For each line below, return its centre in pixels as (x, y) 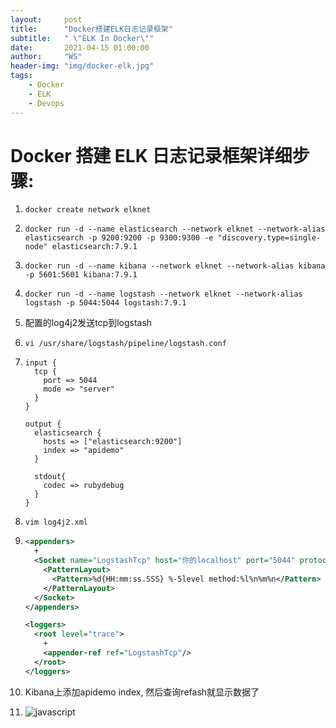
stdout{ (50, 477)
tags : (21, 76)
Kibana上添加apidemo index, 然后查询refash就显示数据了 (142, 692)
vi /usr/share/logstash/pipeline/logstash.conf (125, 344)
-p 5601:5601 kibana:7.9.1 (81, 275)
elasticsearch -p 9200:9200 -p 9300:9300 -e (119, 238)
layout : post (46, 19)
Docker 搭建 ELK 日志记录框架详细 (151, 155)
